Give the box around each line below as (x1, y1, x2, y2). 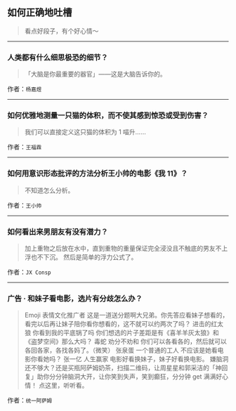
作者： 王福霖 (7, 143, 42, 151)
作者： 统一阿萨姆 (7, 396, 53, 405)
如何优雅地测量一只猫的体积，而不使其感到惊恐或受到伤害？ (7, 111, 209, 121)
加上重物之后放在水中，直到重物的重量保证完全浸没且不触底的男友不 (24, 244, 222, 252)
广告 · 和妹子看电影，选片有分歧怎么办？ (7, 294, 143, 304)
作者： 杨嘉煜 (7, 85, 42, 93)
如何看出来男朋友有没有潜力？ (7, 227, 109, 237)
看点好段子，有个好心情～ (24, 27, 99, 35)
